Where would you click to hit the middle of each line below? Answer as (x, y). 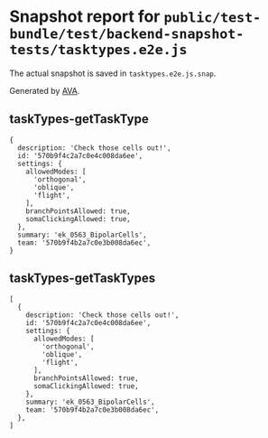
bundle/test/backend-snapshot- (127, 34)
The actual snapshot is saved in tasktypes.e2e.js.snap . (113, 73)
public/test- (213, 18)
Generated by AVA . (45, 90)
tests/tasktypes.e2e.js (98, 50)
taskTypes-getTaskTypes (83, 279)
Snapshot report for (85, 17)
